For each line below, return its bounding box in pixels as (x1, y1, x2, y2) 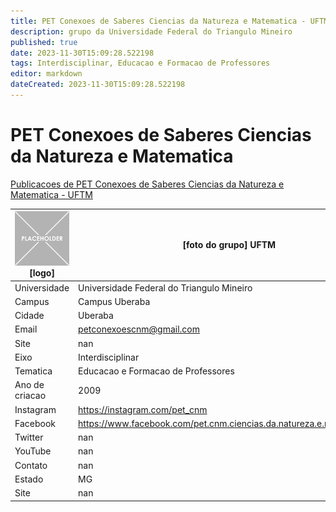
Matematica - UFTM (10, 188, 93, 200)
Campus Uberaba (78, 295, 151, 307)
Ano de (14, 379, 45, 391)
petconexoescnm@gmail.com (78, 323, 200, 335)
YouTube (14, 445, 52, 457)
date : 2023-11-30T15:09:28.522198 (10, 48, 155, 58)
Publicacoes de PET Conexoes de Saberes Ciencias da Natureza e (10, 178, 285, 190)
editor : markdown (10, 69, 83, 79)
